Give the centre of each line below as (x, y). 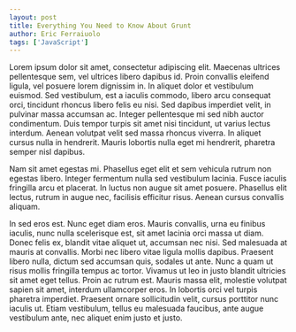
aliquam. (25, 207)
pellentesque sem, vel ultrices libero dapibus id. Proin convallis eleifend (139, 77)
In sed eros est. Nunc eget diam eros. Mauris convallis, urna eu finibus (137, 224)
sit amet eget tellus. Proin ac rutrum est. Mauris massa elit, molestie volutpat (148, 281)
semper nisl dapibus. (47, 152)
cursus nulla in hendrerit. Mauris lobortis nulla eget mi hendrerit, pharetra (142, 143)
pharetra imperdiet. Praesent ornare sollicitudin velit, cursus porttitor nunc (144, 299)
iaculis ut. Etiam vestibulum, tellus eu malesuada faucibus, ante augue (137, 309)
